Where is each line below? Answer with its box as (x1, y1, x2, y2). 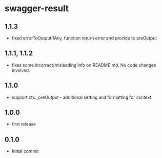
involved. (11, 67, 30, 73)
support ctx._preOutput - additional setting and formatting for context (11, 94, 152, 100)
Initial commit (11, 148, 39, 154)
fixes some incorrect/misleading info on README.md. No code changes (11, 62, 157, 68)
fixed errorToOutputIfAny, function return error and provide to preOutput (11, 35, 157, 41)
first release (11, 121, 36, 127)
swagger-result (4, 3, 69, 14)
